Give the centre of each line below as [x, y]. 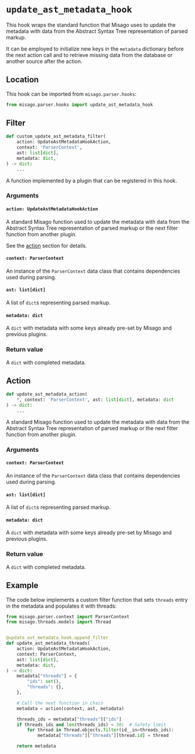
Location [23, 80]
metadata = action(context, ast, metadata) [71, 708]
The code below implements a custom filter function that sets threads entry [97, 599]
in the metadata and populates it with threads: [61, 606]
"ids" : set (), [44, 682]
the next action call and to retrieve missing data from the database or [89, 55]
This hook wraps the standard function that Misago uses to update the [91, 25]
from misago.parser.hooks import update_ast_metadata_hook [80, 105]
